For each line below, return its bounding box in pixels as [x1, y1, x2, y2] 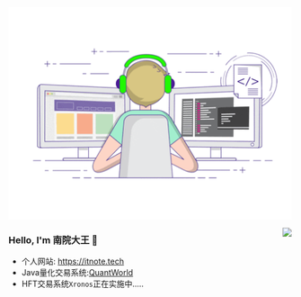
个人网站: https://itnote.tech [21, 256, 125, 267]
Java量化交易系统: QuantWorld [21, 267, 134, 278]
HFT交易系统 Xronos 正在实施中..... [21, 278, 145, 290]
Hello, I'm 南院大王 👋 [8, 233, 98, 246]
